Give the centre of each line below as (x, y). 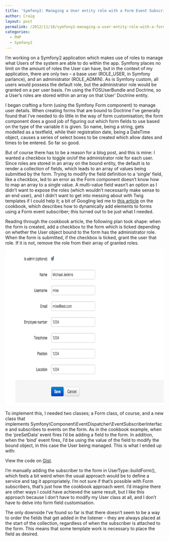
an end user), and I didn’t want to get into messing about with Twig (74, 195)
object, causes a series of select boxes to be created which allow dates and (84, 137)
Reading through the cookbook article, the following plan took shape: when (83, 221)
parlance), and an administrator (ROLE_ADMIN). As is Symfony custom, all (82, 79)
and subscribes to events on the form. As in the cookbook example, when (86, 429)
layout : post (19, 21)
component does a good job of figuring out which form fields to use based (82, 121)
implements (17, 424)
